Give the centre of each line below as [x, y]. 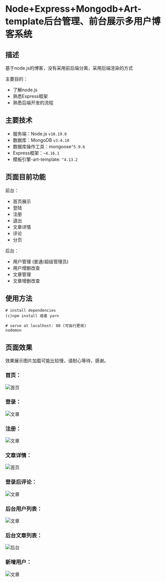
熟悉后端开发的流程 [33, 103]
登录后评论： [21, 482]
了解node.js [25, 90]
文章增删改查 [26, 280]
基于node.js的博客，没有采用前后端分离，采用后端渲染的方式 [69, 68]
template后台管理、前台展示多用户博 [83, 22]
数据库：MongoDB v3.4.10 [41, 140]
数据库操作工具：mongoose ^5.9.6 [49, 146]
